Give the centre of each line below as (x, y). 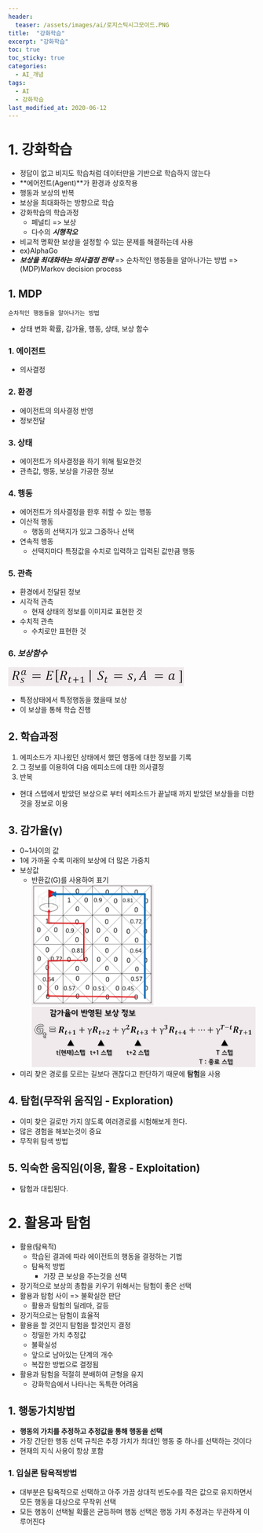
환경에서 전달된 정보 (50, 592)
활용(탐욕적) (38, 1246)
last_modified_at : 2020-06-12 (58, 108)
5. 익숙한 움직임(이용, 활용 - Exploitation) (104, 1168)
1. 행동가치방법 (42, 1411)
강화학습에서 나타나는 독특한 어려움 (85, 1384)
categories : (27, 67)
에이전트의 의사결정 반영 (57, 410)
